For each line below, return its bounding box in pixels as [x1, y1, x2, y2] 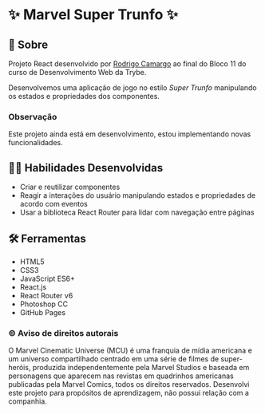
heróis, [8, 363, 31, 373]
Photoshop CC [19, 299, 69, 309]
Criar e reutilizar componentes [19, 182, 121, 192]
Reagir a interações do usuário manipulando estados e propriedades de [19, 191, 256, 200]
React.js [19, 282, 47, 292]
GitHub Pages [19, 307, 66, 317]
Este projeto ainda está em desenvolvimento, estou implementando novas [8, 129, 251, 139]
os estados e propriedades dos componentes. [8, 92, 160, 101]
